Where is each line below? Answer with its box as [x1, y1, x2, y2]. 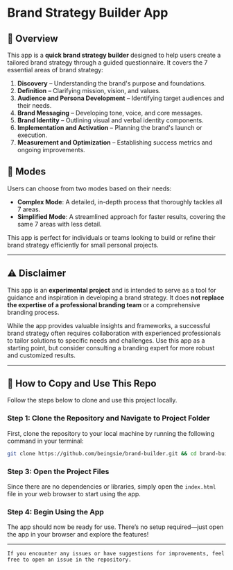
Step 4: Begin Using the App [7, 507, 104, 516]
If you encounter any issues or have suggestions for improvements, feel [7, 551, 225, 557]
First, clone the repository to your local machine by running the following [7, 429, 215, 437]
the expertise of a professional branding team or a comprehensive [7, 300, 200, 309]
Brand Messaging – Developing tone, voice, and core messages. [17, 109, 203, 117]
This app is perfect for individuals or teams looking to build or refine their [7, 233, 216, 241]
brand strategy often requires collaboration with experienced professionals [7, 329, 221, 337]
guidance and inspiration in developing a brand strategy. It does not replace [7, 293, 225, 302]
